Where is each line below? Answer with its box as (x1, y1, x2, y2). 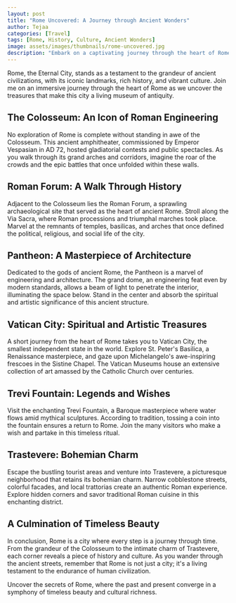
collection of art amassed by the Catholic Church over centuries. (7, 367, 195, 376)
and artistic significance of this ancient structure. (7, 298, 150, 307)
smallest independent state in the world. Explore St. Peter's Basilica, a (7, 345, 209, 353)
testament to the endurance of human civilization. (7, 566, 151, 575)
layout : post (7, 10, 46, 18)
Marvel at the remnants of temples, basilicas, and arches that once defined (7, 222, 225, 230)
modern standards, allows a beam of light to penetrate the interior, (7, 283, 199, 292)
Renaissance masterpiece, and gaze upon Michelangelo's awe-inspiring (7, 353, 216, 361)
